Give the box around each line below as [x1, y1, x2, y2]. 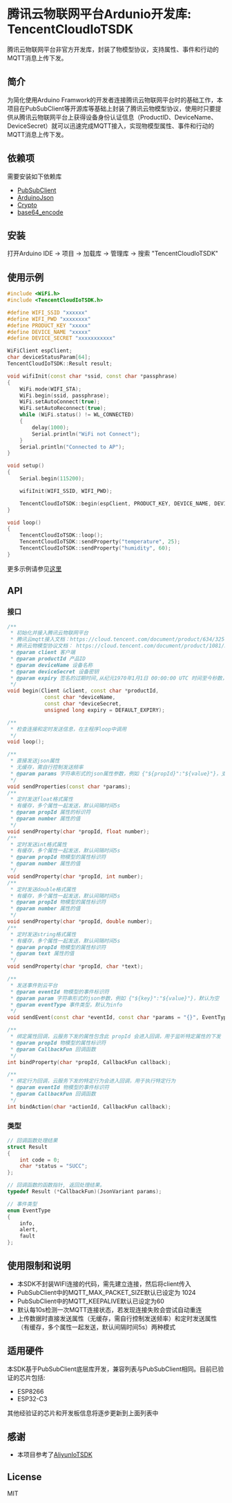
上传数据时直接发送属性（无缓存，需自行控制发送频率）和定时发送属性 [17, 1314, 217, 1323]
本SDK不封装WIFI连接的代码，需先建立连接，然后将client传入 [17, 1280, 191, 1288]
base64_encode [17, 208, 64, 216]
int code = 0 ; [19, 1156, 60, 1164]
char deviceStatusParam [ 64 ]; [7, 354, 91, 361]
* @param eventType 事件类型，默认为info [10, 1001, 123, 1008]
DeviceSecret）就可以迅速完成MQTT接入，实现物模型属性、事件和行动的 [7, 122, 215, 130]
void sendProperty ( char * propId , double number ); [7, 918, 153, 925]
